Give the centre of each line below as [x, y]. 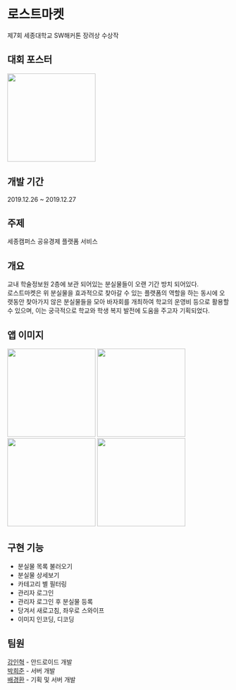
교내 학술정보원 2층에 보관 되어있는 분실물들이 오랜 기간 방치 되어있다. [103, 284]
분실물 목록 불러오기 [45, 566]
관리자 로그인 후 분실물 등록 [55, 601]
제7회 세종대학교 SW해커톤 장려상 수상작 [63, 35]
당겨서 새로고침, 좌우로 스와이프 [61, 610]
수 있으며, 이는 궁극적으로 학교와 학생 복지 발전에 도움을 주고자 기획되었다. [108, 310]
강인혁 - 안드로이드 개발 [40, 662]
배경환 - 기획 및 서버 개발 [42, 679]
